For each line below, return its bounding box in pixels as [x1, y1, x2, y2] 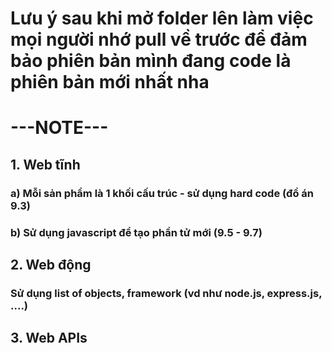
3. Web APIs [10, 330, 88, 347]
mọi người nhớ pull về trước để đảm [10, 28, 308, 51]
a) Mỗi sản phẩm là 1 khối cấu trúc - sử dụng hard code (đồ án [10, 186, 315, 200]
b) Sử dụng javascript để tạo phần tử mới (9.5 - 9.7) [10, 225, 263, 239]
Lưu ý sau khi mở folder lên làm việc [10, 7, 314, 30]
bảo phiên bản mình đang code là [10, 50, 292, 72]
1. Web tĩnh [10, 156, 81, 173]
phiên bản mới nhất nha [10, 71, 210, 94]
